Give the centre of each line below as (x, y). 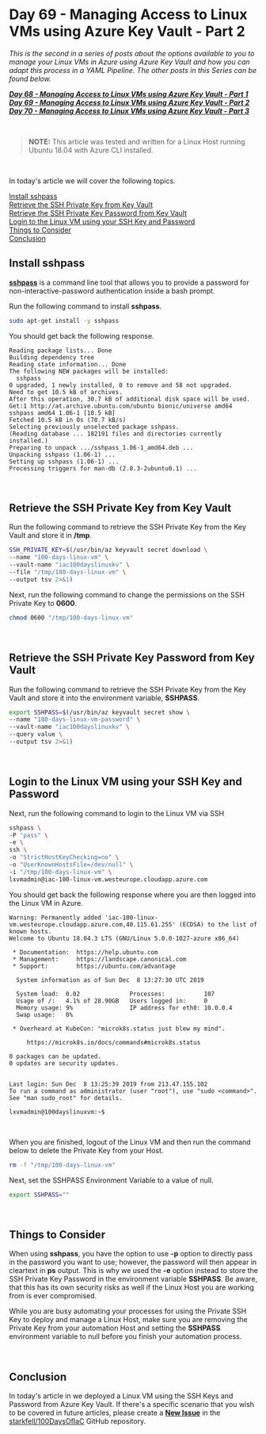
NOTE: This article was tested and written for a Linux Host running (137, 141)
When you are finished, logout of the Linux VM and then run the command (130, 1142)
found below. (30, 79)
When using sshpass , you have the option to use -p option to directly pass (131, 1254)
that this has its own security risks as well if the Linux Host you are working (131, 1287)
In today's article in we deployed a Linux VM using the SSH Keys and (121, 1396)
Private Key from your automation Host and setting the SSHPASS (115, 1328)
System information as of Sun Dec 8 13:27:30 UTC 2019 (110, 980)
